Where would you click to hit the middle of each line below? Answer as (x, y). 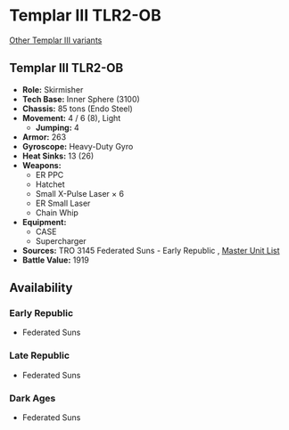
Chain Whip (57, 212)
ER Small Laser (63, 203)
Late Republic (39, 355)
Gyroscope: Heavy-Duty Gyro (78, 146)
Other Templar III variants (56, 40)
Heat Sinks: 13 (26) (58, 156)
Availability (41, 288)
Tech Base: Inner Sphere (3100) (81, 99)
